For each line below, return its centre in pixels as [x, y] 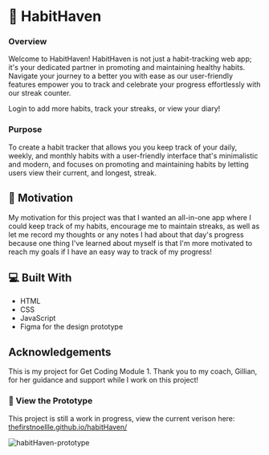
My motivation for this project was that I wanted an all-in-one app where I [130, 217]
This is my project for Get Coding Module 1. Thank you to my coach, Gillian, [133, 371]
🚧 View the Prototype [51, 401]
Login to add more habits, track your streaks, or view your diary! [114, 109]
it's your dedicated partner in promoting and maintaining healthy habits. [127, 68]
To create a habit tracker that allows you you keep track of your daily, [123, 147]
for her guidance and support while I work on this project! [104, 380]
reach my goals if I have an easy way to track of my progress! [110, 252]
